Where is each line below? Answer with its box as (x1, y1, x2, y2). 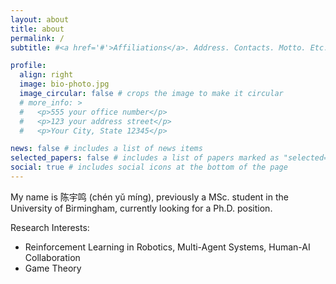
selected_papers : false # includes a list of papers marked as (10, 153, 280, 163)
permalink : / (10, 33, 65, 43)
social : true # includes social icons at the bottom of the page (10, 162, 288, 173)
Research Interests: (10, 221, 90, 233)
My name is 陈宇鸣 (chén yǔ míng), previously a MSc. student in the (10, 191, 289, 203)
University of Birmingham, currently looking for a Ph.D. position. (10, 202, 273, 214)
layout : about (10, 14, 70, 25)
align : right (19, 70, 74, 80)
